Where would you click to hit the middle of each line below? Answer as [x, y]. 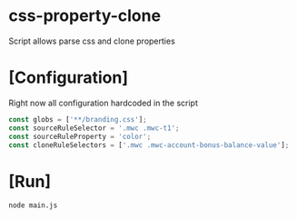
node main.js [33, 205]
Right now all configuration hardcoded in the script [104, 103]
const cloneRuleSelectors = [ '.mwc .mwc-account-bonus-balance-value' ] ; [149, 145]
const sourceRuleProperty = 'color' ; [80, 136]
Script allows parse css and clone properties [92, 41]
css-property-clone [84, 16]
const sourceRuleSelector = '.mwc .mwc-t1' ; [94, 128]
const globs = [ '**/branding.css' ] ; [78, 119]
